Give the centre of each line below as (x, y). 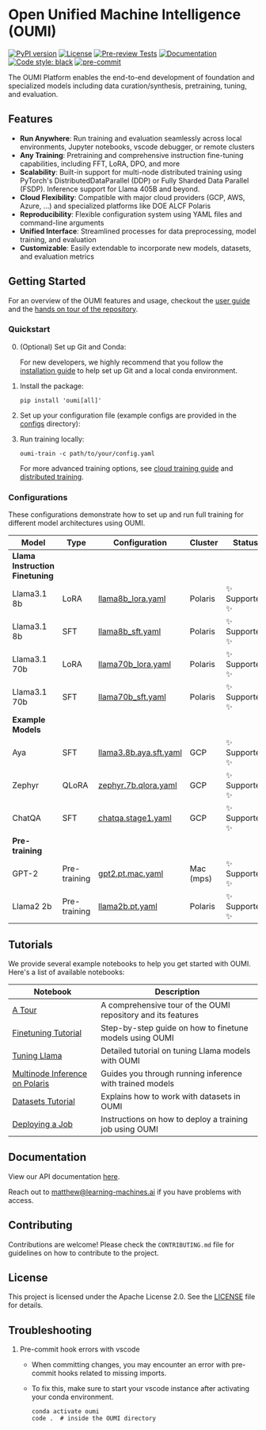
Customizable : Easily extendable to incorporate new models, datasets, (135, 248)
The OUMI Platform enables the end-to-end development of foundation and (131, 77)
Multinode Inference (50, 1073)
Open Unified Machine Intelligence (125, 15)
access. (21, 1200)
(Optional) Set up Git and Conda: (73, 346)
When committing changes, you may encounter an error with (131, 1365)
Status (246, 543)
